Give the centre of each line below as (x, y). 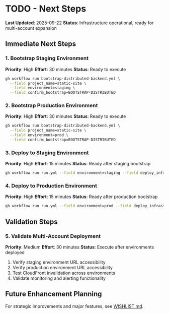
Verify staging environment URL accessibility (59, 262)
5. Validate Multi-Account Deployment (53, 236)
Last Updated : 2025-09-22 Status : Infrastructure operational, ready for (79, 23)
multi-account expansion (31, 28)
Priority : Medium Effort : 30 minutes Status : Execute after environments (80, 247)
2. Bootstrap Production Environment (52, 105)
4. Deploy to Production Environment (51, 186)
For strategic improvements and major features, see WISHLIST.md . (74, 306)
